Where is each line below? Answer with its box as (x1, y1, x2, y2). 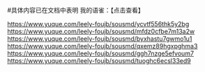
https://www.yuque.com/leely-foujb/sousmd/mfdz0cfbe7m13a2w (7, 27, 195, 35)
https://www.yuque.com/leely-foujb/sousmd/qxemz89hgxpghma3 (7, 42, 198, 50)
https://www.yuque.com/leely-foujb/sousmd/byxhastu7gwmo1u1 (7, 35, 192, 43)
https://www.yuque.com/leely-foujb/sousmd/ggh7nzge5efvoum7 (7, 49, 194, 57)
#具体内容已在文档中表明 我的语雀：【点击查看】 (7, 6, 144, 14)
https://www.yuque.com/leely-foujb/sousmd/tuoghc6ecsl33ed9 (7, 57, 191, 64)
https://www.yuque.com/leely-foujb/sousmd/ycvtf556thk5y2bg (7, 20, 190, 28)
